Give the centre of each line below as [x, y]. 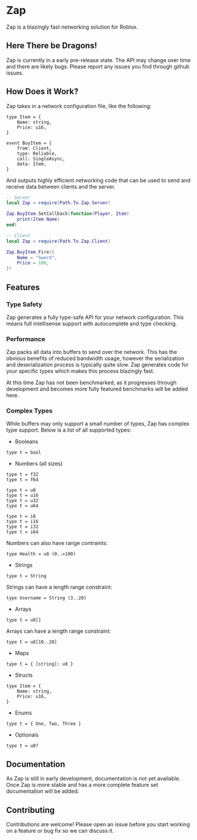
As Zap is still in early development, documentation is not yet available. [93, 779]
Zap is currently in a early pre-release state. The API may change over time [98, 60]
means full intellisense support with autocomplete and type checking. [92, 324]
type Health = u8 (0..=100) [41, 554]
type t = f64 [22, 480]
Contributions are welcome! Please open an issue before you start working [98, 824]
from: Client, [34, 148]
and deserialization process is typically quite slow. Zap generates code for [98, 365]
